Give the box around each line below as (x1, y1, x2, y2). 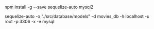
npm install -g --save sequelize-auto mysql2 (4, 4, 94, 10)
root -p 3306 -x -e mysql (4, 19, 54, 24)
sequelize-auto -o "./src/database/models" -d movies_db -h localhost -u (4, 14, 150, 19)
